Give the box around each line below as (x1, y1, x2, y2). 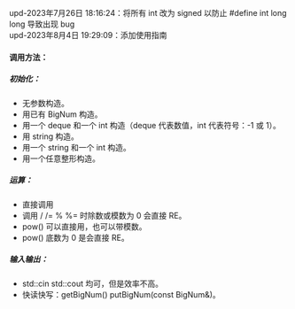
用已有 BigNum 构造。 (21, 109, 103, 120)
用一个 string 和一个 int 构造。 (21, 142, 131, 152)
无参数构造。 (21, 97, 69, 108)
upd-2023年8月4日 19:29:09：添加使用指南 (9, 30, 167, 40)
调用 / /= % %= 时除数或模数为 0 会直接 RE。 (21, 210, 187, 220)
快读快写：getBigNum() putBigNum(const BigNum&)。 (21, 289, 221, 299)
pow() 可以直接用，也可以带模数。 (21, 220, 148, 232)
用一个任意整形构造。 (21, 153, 100, 164)
